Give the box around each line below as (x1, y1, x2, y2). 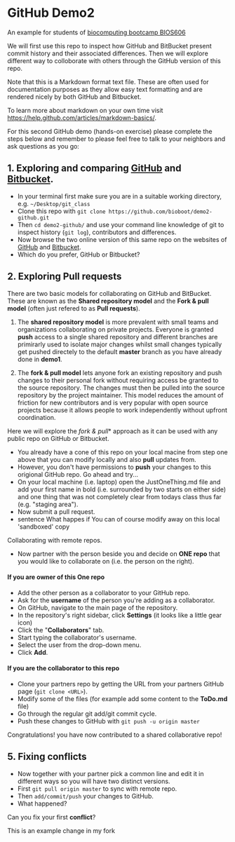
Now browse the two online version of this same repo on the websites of (17, 235, 227, 243)
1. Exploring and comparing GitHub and (7, 163, 182, 175)
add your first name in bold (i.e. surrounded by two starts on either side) (17, 485, 227, 494)
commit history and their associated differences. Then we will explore (7, 49, 208, 57)
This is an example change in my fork (7, 826, 116, 835)
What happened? (17, 799, 67, 808)
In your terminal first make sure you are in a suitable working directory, (17, 191, 222, 201)
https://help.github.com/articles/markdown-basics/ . (7, 114, 156, 122)
